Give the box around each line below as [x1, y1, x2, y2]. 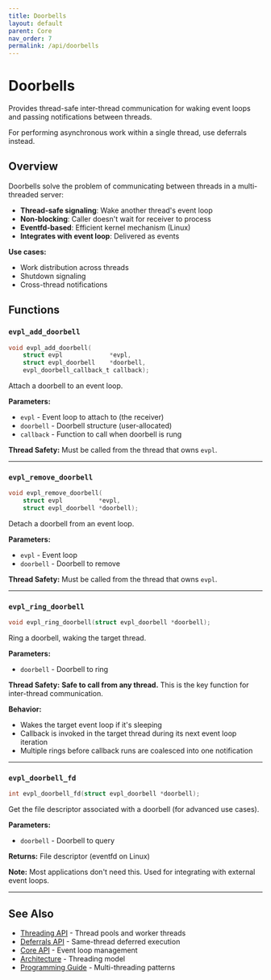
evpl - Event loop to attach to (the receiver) [19, 412, 165, 422]
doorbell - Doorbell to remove [19, 559, 121, 568]
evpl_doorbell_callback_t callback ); [23, 366, 150, 374]
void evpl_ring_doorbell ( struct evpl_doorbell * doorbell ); [8, 619, 211, 627]
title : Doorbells [8, 11, 67, 20]
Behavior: [8, 704, 42, 714]
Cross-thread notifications [19, 280, 108, 289]
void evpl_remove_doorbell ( [8, 489, 103, 497]
